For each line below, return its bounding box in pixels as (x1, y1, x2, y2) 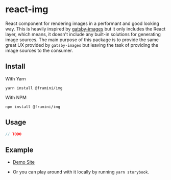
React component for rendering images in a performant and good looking (5, 20, 159, 26)
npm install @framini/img (5, 104, 60, 109)
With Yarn (5, 75, 27, 82)
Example (5, 145, 34, 154)
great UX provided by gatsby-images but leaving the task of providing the (5, 42, 159, 48)
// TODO (5, 131, 22, 137)
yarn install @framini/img (5, 85, 63, 91)
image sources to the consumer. (5, 47, 73, 53)
